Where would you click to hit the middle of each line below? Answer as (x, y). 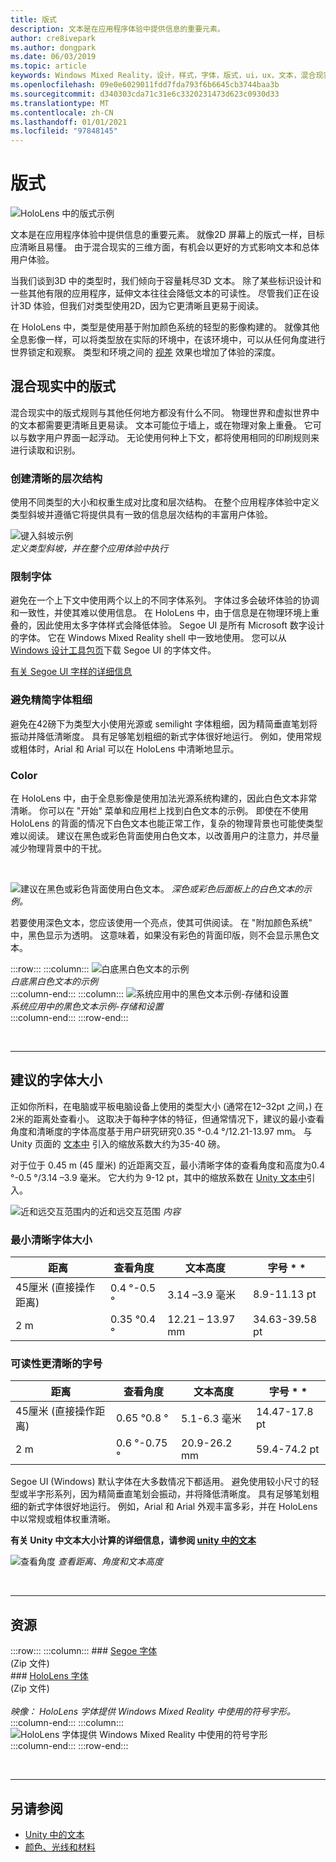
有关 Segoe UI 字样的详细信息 (71, 672)
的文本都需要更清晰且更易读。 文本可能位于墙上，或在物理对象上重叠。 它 (161, 425)
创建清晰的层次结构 (56, 478)
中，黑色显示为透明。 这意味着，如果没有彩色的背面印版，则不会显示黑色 (160, 935)
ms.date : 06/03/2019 (53, 57)
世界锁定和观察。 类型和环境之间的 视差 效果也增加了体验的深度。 (145, 352)
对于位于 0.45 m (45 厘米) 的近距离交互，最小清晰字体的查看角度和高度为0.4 (167, 1165)
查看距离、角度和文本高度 (110, 1562)
